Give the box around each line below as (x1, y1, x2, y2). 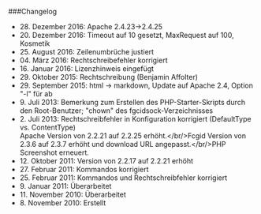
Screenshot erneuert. (19, 148, 89, 157)
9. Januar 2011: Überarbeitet (19, 182, 112, 190)
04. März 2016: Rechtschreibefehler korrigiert (19, 55, 168, 65)
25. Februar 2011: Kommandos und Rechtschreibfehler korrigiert (19, 173, 228, 182)
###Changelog (8, 7, 58, 16)
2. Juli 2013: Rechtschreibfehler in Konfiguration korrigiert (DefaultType (19, 115, 252, 123)
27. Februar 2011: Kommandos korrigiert (19, 165, 149, 174)
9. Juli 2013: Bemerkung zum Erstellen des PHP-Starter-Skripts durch (19, 98, 246, 107)
